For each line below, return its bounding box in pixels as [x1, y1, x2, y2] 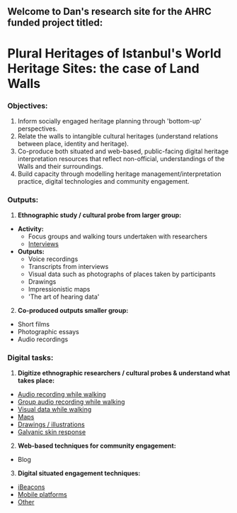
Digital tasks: [7, 353, 54, 363]
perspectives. [17, 124, 58, 133]
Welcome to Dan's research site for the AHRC [7, 6, 212, 18]
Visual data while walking [17, 405, 92, 414]
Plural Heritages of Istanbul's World [7, 45, 221, 61]
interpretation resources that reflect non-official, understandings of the [17, 154, 225, 162]
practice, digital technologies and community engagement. [17, 177, 190, 185]
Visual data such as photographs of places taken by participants [28, 270, 216, 279]
